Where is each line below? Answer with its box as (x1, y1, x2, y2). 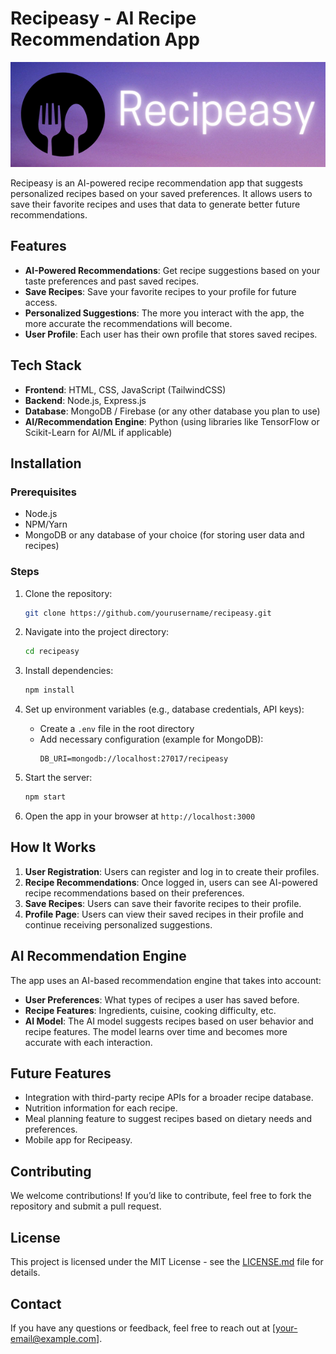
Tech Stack (10, 357, 82, 374)
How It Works (10, 839, 97, 856)
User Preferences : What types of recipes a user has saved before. (24, 993, 300, 1006)
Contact (10, 1295, 62, 1312)
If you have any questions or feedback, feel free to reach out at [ (10, 1322, 277, 1334)
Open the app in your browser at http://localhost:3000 (24, 810, 256, 822)
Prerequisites (10, 485, 77, 499)
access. (24, 296, 58, 308)
